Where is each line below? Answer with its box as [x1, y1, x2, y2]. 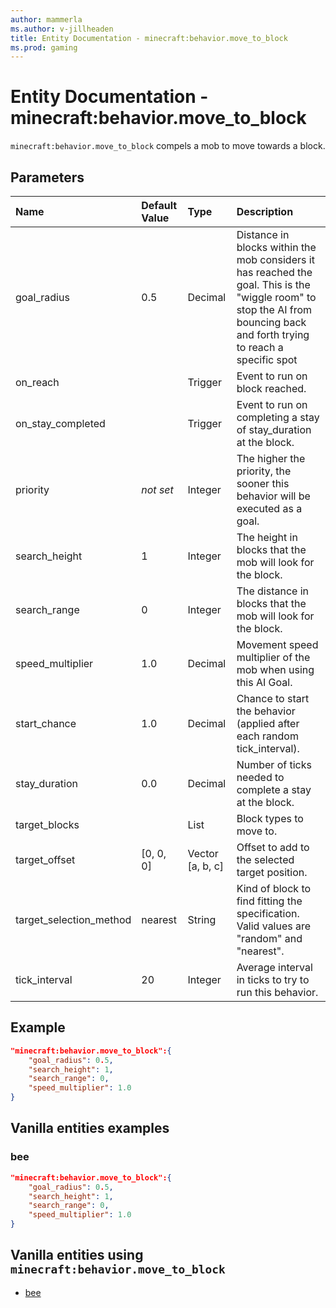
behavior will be [236, 489, 311, 503]
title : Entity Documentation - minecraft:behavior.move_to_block [10, 33, 288, 43]
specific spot [236, 353, 298, 366]
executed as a [236, 502, 303, 515]
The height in [236, 531, 298, 544]
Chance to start [236, 692, 310, 705]
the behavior [236, 704, 296, 718]
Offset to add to [236, 841, 310, 854]
